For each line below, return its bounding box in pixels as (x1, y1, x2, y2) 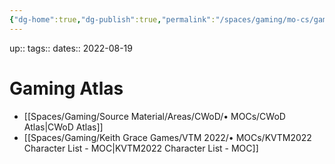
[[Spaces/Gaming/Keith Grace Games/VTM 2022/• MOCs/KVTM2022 (23, 131, 312, 143)
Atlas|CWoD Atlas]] (23, 121, 104, 133)
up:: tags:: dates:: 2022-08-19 (9, 42, 133, 54)
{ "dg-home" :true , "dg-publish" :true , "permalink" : (9, 14, 216, 25)
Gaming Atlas (9, 77, 124, 100)
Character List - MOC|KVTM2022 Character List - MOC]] (23, 142, 259, 154)
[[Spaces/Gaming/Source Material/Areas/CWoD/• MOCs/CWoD (23, 110, 286, 122)
